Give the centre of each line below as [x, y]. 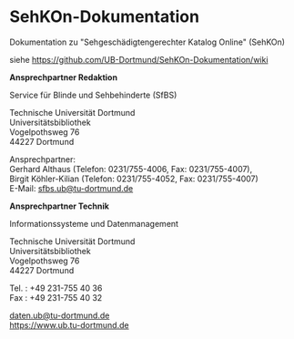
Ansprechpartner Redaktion [64, 77]
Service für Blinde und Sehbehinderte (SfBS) [93, 95]
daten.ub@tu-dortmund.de [60, 315]
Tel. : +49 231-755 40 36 [56, 288]
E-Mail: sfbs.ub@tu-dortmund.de [71, 188]
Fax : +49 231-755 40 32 [56, 297]
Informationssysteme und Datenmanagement [94, 223]
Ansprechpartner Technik [59, 206]
